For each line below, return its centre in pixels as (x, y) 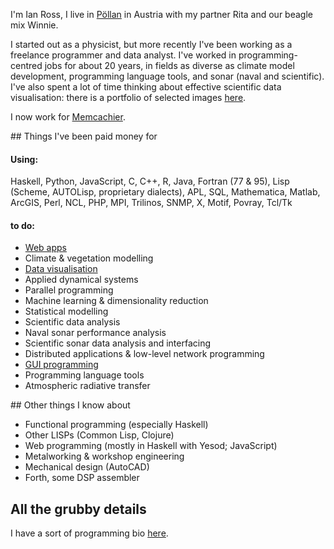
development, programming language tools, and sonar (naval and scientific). (167, 76)
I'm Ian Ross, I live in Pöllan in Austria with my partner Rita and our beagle (161, 14)
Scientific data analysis (72, 322)
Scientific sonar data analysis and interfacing (117, 343)
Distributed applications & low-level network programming (144, 354)
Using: (24, 159)
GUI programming (61, 365)
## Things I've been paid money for (84, 136)
